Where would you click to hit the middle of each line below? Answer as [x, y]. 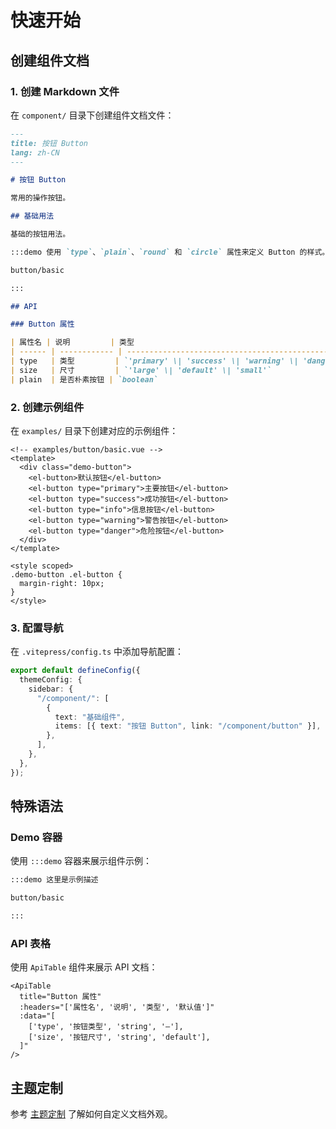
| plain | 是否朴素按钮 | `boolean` [84, 379]
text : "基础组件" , [90, 717]
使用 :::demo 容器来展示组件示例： [81, 861]
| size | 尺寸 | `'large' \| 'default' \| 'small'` [141, 370]
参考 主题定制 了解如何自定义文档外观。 [91, 1114]
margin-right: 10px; [62, 583]
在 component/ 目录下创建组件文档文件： [92, 115]
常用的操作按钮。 [40, 198]
